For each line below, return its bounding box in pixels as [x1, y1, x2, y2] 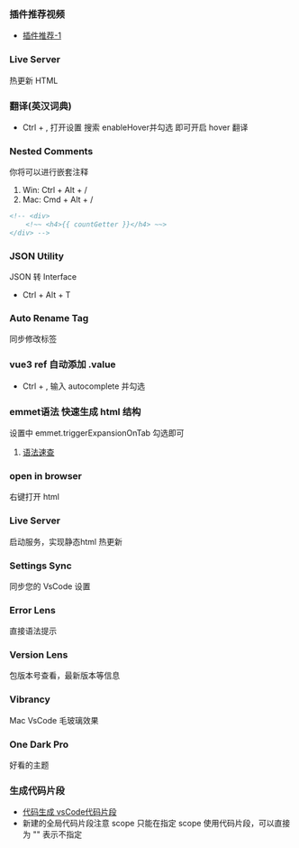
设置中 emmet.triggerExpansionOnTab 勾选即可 [9, 428, 185, 438]
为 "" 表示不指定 [22, 829, 83, 840]
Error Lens [9, 604, 56, 616]
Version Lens [9, 649, 68, 661]
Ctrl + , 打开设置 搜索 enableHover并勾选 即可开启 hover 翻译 [22, 122, 249, 133]
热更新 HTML [9, 75, 59, 86]
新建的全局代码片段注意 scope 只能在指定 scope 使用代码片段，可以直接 [22, 818, 291, 829]
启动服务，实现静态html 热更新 [9, 536, 123, 547]
